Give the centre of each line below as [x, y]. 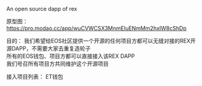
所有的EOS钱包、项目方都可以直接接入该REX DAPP [71, 56]
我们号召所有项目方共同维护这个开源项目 [57, 64]
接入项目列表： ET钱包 [35, 77]
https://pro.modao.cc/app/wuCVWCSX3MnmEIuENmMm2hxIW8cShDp [96, 28]
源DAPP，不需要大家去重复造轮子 [49, 48]
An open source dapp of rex [42, 9]
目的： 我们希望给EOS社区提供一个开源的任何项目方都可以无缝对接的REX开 [101, 41]
